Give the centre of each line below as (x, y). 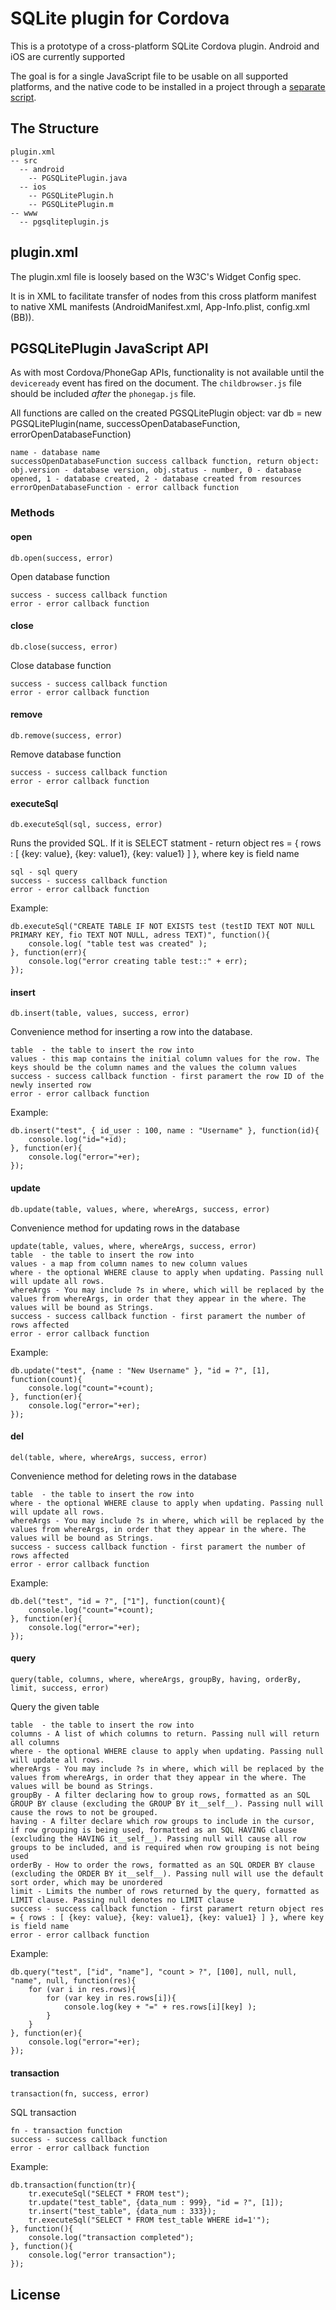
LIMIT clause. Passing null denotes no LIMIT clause (122, 1900)
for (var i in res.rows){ (82, 1989)
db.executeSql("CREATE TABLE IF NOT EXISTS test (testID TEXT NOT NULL (162, 927)
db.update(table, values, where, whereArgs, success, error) (140, 1209)
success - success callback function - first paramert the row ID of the (167, 1077)
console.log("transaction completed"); (111, 2238)
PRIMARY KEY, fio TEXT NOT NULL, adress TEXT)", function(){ (140, 935)
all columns (35, 1742)
